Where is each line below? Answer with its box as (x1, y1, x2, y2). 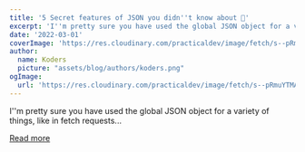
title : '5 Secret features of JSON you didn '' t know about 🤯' (9, 13, 250, 23)
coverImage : (9, 38, 54, 48)
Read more (9, 132, 51, 143)
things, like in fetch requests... (9, 115, 123, 126)
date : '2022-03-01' (9, 30, 84, 39)
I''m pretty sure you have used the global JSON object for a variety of (9, 105, 270, 116)
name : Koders (17, 55, 67, 64)
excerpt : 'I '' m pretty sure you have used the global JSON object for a (9, 22, 290, 31)
